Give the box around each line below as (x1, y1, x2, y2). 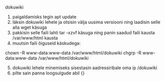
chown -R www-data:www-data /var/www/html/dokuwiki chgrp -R (5, 50, 142, 56)
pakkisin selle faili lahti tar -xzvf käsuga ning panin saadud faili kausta (12, 30, 155, 35)
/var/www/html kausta (12, 35, 58, 41)
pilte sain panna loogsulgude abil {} (12, 70, 85, 76)
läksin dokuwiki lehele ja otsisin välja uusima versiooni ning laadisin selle (12, 19, 161, 25)
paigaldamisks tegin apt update (12, 14, 77, 19)
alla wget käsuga (12, 24, 47, 30)
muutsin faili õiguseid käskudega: (12, 40, 81, 46)
